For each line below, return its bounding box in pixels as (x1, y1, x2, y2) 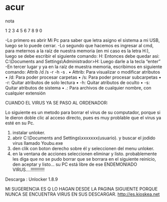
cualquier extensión (5, 90, 46, 96)
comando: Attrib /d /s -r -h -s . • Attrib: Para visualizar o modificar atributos (5, 69, 161, 75)
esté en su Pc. (5, 120, 34, 126)
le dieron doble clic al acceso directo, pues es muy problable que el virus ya (5, 114, 162, 120)
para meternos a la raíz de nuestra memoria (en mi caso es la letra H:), (5, 48, 150, 54)
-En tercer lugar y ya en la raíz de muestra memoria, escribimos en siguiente (5, 64, 163, 70)
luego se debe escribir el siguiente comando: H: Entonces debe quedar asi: (5, 53, 160, 59)
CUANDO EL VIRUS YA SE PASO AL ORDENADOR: (5, 100, 108, 105)
